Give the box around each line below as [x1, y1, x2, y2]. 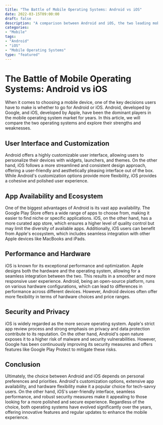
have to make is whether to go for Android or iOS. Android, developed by [5, 105, 150, 111]
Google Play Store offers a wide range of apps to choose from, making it [5, 210, 150, 216]
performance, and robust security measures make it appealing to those [5, 394, 147, 400]
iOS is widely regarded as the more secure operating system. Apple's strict [5, 321, 155, 327]
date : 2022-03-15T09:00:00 [5, 12, 60, 16]
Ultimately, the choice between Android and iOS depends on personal [5, 373, 145, 379]
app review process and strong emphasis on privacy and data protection [5, 326, 150, 331]
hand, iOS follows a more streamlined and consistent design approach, [5, 163, 147, 168]
